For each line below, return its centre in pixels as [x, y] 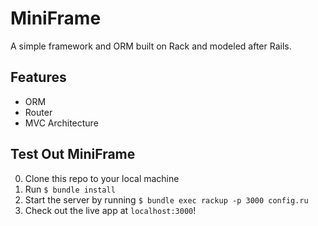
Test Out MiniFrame [73, 154]
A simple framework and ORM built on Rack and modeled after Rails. [151, 46]
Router [38, 112]
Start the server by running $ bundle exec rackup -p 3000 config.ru [166, 199]
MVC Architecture [61, 123]
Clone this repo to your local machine [102, 178]
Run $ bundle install [70, 189]
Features [38, 77]
